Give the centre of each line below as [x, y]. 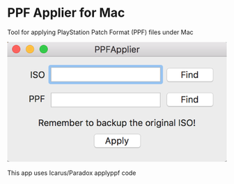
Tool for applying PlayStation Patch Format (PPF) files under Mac [100, 32]
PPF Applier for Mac [66, 13]
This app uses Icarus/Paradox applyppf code [72, 173]
